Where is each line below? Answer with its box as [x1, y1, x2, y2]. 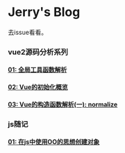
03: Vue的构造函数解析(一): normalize [8, 100, 118, 108]
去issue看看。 [8, 28, 48, 36]
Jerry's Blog [8, 4, 81, 20]
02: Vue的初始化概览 [8, 83, 68, 91]
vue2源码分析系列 [8, 47, 69, 56]
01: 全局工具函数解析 [8, 65, 67, 74]
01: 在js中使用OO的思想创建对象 [8, 138, 100, 146]
